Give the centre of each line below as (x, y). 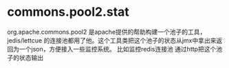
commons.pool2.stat (68, 12)
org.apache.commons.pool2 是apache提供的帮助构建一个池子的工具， (107, 32)
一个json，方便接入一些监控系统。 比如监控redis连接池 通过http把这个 (118, 49)
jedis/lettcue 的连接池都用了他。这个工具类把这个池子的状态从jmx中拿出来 (112, 40)
